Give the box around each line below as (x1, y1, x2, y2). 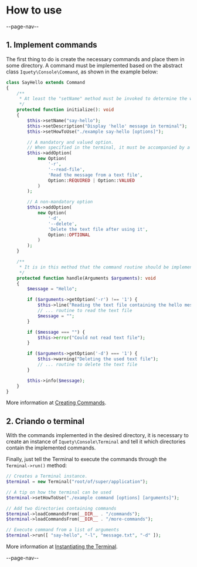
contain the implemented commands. (6, 444, 96, 451)
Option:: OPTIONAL (47, 232, 91, 238)
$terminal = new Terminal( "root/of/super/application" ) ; (6, 479, 148, 485)
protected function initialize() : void (16, 107, 114, 113)
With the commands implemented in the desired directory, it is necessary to (6, 432, 189, 439)
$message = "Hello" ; (27, 286, 77, 292)
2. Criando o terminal (6, 416, 85, 426)
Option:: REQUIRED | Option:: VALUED (47, 177, 135, 183)
